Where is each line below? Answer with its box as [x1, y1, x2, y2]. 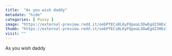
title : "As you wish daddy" [5, 7, 68, 13]
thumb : [5, 26, 19, 32]
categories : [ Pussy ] [5, 17, 54, 22]
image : [5, 21, 19, 27]
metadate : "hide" [5, 12, 42, 17]
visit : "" [5, 31, 27, 36]
